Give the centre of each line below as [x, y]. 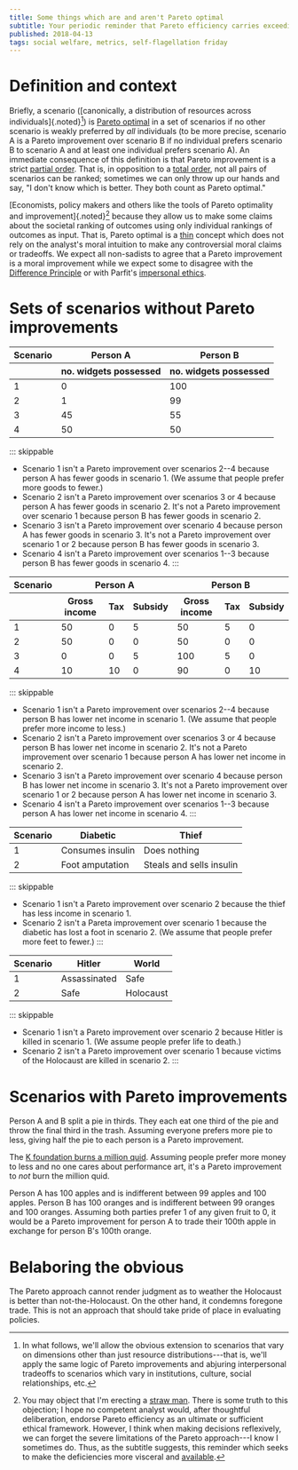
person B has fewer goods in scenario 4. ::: [100, 563]
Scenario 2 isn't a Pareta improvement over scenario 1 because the [145, 923]
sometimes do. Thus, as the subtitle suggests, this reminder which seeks [155, 1448]
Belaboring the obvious [97, 1267]
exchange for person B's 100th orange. [81, 1231]
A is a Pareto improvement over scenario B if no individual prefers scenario [146, 140]
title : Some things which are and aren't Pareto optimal [117, 17]
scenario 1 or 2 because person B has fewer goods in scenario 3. [141, 544]
